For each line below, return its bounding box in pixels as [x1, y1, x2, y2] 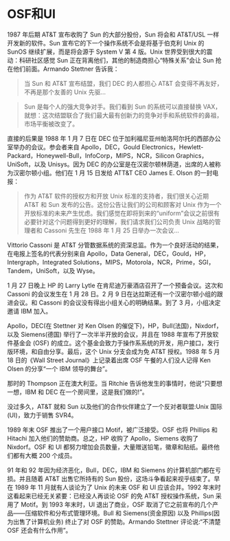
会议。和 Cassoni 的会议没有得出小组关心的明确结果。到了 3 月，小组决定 [12, 298, 221, 307]
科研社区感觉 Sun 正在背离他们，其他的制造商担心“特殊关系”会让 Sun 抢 [19, 56, 222, 64]
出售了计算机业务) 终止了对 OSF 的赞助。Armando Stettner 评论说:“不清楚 [12, 517, 221, 526]
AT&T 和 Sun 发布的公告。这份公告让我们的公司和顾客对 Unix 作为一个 [23, 200, 222, 208]
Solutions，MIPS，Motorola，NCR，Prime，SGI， [73, 258, 215, 266]
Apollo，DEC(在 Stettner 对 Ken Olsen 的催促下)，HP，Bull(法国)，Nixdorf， [7, 321, 222, 330]
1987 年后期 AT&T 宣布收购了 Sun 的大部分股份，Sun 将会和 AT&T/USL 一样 [7, 30, 220, 38]
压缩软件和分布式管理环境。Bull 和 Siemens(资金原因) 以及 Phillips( [25, 509, 214, 517]
